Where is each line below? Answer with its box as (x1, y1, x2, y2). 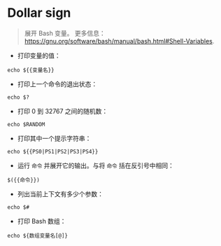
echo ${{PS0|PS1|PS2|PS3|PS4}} (7, 148, 99, 155)
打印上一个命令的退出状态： (17, 79, 98, 88)
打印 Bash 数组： (17, 217, 66, 225)
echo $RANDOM (7, 121, 45, 128)
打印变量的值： (17, 51, 61, 60)
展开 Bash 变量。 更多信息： (24, 29, 106, 37)
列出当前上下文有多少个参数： (17, 189, 104, 198)
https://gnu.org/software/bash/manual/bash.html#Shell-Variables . (24, 36, 215, 45)
